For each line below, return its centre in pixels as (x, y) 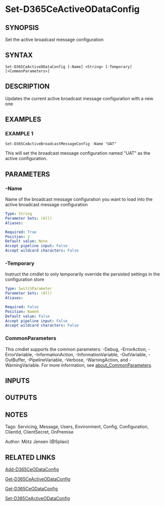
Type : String (19, 214)
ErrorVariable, (19, 354)
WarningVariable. (23, 365)
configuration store (25, 279)
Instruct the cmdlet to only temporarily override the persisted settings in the (82, 274)
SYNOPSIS (22, 28)
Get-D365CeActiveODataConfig (38, 479)
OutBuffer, (16, 360)
